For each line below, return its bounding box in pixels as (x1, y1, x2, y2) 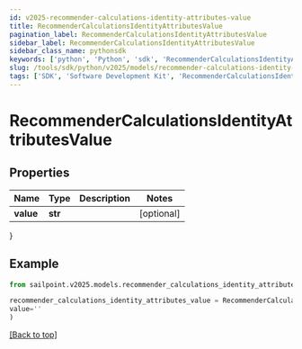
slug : (9, 64, 30, 73)
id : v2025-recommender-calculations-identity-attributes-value (9, 13, 252, 22)
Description (79, 192, 130, 204)
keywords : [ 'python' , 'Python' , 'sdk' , (9, 55, 159, 64)
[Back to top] (9, 329, 58, 340)
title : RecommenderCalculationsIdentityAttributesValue (9, 22, 223, 31)
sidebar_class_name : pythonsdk (9, 47, 127, 56)
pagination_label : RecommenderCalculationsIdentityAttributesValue (9, 30, 268, 39)
